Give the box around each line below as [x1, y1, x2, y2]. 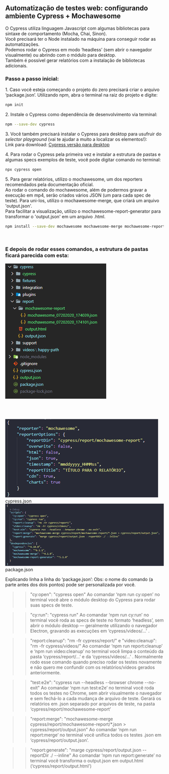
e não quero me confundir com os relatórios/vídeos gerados [30, 664, 155, 670]
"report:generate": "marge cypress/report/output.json [30, 747, 142, 753]
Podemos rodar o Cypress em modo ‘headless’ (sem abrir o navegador [5, 46, 152, 52]
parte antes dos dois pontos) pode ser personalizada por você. [5, 581, 136, 587]
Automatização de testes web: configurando [5, 4, 148, 13]
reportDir [30, 752, 49, 758]
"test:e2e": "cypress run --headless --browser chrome [30, 679, 144, 685]
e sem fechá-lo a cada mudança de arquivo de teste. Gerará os [30, 695, 161, 701]
